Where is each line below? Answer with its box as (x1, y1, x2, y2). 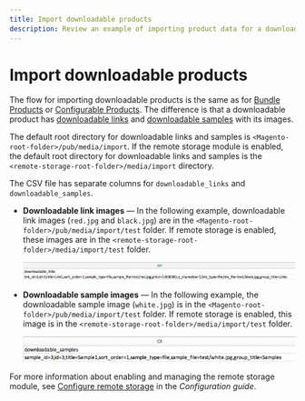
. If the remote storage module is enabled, (126, 141, 284, 152)
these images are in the (22, 235, 111, 246)
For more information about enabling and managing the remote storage (9, 371, 275, 382)
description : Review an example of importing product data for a (9, 24, 261, 34)
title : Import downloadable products (9, 15, 152, 24)
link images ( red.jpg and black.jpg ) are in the (22, 215, 194, 226)
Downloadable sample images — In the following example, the (22, 289, 259, 300)
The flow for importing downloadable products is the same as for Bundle (9, 95, 280, 105)
